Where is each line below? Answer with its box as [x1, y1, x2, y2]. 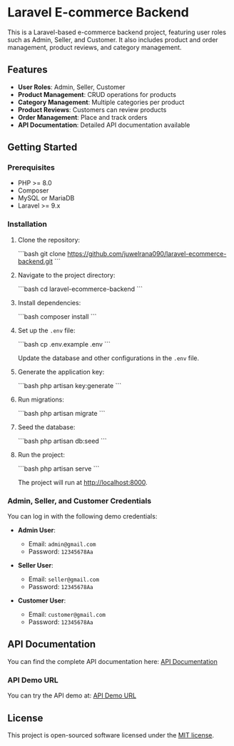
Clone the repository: [17, 235, 81, 244]
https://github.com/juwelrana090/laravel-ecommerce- [67, 249, 227, 257]
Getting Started [7, 141, 78, 153]
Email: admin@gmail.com [28, 540, 96, 548]
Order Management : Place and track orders [17, 113, 148, 121]
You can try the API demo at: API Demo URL [7, 691, 137, 700]
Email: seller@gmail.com [28, 575, 100, 583]
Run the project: [17, 450, 66, 459]
